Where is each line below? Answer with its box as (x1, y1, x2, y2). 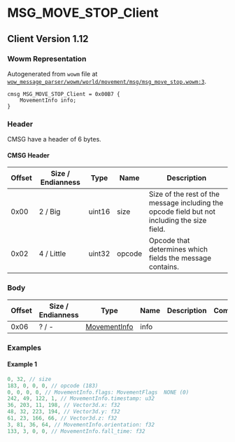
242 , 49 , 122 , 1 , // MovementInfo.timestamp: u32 (7, 395, 155, 402)
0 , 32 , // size (7, 375, 52, 382)
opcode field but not (149, 207, 215, 216)
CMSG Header (7, 151, 50, 159)
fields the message (149, 254, 212, 263)
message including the (149, 198, 224, 208)
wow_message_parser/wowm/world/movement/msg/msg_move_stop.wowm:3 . (7, 77, 207, 85)
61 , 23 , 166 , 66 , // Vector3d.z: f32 (7, 415, 117, 422)
